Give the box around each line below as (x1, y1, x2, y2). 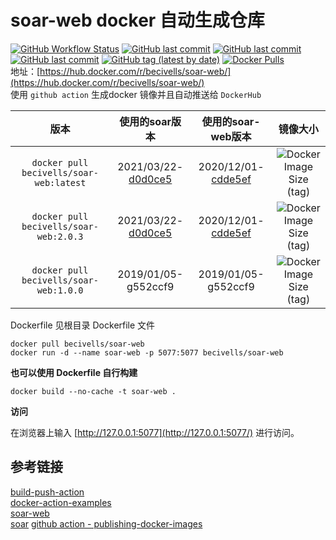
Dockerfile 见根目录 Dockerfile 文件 (10, 319, 156, 331)
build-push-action (10, 486, 85, 498)
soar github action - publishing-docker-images (10, 517, 203, 530)
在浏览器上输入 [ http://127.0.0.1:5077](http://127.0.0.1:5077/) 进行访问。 (10, 426, 300, 438)
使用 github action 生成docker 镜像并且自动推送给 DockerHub (10, 88, 262, 100)
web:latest (34, 177, 87, 188)
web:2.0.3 (36, 231, 84, 242)
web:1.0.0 (36, 284, 84, 296)
